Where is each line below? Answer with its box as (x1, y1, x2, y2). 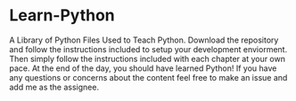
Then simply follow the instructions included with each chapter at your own (9, 53, 285, 64)
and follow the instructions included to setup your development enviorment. (9, 43, 288, 54)
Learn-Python (9, 5, 116, 26)
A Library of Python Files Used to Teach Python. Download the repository (9, 35, 279, 45)
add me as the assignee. (9, 82, 100, 92)
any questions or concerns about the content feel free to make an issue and (9, 72, 288, 82)
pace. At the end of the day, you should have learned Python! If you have (9, 63, 277, 74)
